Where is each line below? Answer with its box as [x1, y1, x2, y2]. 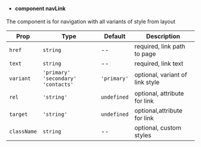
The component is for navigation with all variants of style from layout [6, 18, 176, 25]
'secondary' [42, 75, 77, 82]
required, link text [134, 60, 184, 68]
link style [134, 78, 160, 87]
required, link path [134, 42, 185, 51]
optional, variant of [134, 71, 187, 79]
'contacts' [42, 81, 74, 88]
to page [134, 50, 156, 58]
